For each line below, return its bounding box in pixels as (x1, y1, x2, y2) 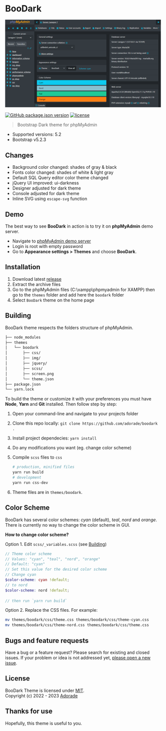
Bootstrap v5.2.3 (12, 137, 46, 143)
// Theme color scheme (5, 551, 52, 556)
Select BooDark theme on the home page (12, 297, 95, 303)
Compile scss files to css (12, 454, 63, 460)
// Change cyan (5, 572, 37, 577)
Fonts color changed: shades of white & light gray (12, 169, 114, 176)
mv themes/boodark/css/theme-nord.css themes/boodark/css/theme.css (5, 623, 149, 628)
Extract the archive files (12, 281, 61, 287)
